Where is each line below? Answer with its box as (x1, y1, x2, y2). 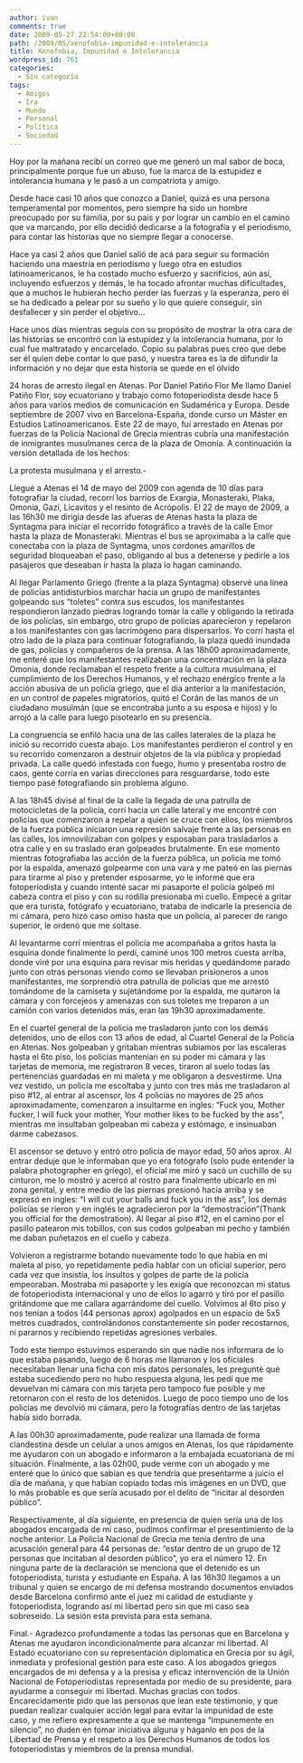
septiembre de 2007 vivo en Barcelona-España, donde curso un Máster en (9, 408, 288, 419)
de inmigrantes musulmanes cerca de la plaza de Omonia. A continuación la (9, 437, 292, 448)
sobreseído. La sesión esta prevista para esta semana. (9, 1610, 213, 1621)
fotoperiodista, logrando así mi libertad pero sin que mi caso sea (9, 1600, 250, 1612)
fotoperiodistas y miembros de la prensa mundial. (9, 1743, 194, 1754)
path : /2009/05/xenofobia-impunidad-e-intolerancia (9, 38, 208, 48)
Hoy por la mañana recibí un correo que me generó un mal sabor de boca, (9, 156, 286, 167)
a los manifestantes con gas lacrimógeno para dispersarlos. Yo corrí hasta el (9, 625, 295, 636)
